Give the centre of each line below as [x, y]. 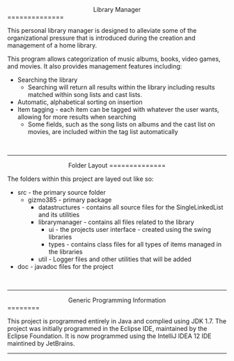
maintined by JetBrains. [41, 343]
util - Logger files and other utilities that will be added [115, 259]
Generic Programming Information [117, 300]
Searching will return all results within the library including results [121, 87]
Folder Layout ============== [117, 165]
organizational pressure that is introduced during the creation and [101, 38]
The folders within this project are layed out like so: [80, 179]
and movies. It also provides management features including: [95, 66]
